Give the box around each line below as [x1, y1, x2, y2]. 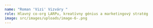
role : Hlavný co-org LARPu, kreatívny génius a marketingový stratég [4, 11, 149, 16]
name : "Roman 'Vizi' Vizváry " [4, 7, 68, 12]
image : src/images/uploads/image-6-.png [4, 16, 88, 20]
